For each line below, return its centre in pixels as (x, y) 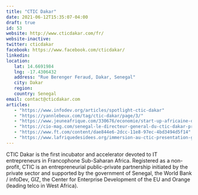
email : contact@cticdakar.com (43, 99)
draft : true (21, 22)
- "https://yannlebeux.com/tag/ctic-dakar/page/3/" (79, 115)
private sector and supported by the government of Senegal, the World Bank (99, 173)
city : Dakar (29, 83)
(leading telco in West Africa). (42, 186)
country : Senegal (35, 94)
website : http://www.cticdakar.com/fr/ (55, 34)
